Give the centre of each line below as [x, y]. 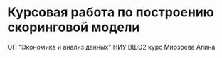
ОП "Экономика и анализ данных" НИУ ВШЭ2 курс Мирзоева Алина [111, 47]
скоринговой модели [74, 27]
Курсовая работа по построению [111, 12]
